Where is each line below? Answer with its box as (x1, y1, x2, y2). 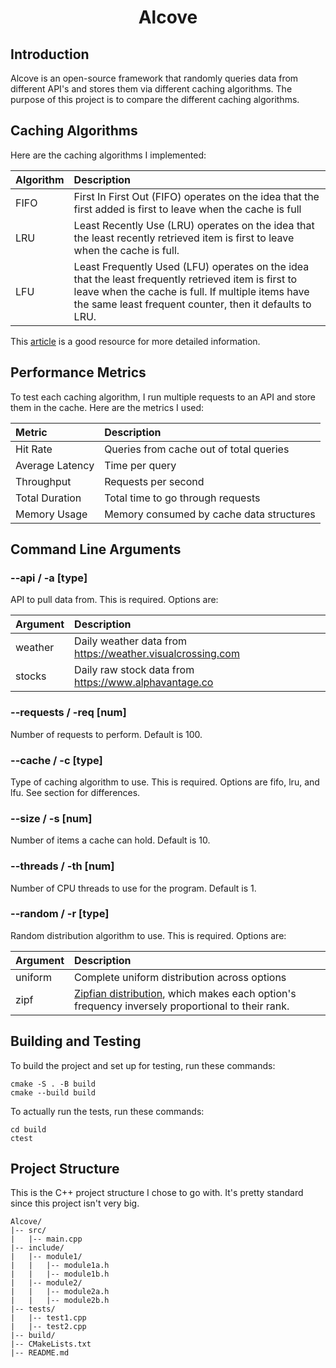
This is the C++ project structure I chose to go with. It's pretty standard (10, 1187, 304, 1199)
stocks (15, 669, 47, 683)
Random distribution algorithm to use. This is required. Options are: (10, 929, 287, 941)
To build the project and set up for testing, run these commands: (10, 1059, 276, 1071)
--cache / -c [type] (10, 753, 103, 767)
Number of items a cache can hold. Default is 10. (10, 834, 211, 846)
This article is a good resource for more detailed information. (10, 335, 261, 347)
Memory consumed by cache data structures (104, 507, 316, 521)
